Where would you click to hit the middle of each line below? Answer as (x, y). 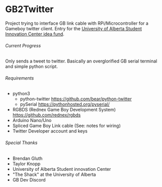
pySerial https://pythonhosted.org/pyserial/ (65, 104)
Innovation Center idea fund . (35, 34)
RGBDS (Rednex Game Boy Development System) (64, 110)
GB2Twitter (29, 9)
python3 (21, 94)
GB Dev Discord (29, 179)
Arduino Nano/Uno (32, 120)
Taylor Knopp (26, 164)
